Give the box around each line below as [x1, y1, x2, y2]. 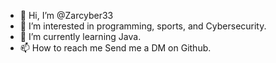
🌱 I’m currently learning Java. [19, 31, 142, 42]
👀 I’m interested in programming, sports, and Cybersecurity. [19, 20, 267, 32]
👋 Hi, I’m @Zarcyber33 [19, 10, 114, 21]
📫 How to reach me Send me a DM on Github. [19, 42, 212, 54]
